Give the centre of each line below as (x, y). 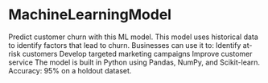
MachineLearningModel (90, 15)
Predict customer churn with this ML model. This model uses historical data (134, 37)
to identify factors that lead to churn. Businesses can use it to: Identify (125, 45)
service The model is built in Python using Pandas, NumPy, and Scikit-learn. (134, 62)
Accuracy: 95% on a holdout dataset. (70, 70)
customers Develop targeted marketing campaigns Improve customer (137, 53)
